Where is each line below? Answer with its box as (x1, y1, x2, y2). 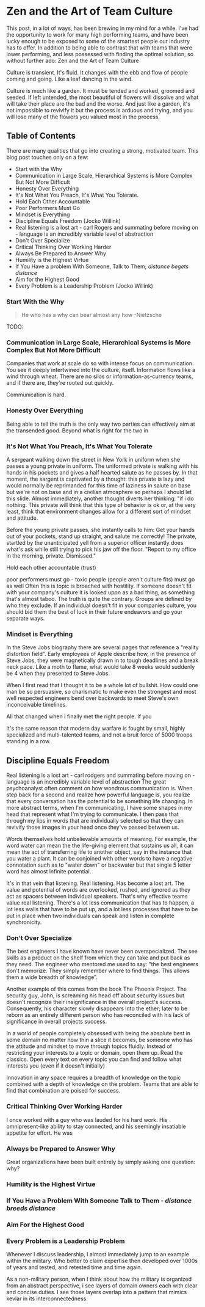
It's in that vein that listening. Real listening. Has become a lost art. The (6, 879, 185, 887)
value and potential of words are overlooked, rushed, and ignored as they (6, 886, 191, 894)
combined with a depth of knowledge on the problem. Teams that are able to (6, 1080, 199, 1088)
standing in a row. (6, 738, 51, 745)
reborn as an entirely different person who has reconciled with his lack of (6, 1011, 190, 1019)
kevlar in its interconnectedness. (6, 1295, 88, 1302)
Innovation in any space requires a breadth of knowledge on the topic (6, 1074, 181, 1082)
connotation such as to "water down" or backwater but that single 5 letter (6, 861, 191, 868)
